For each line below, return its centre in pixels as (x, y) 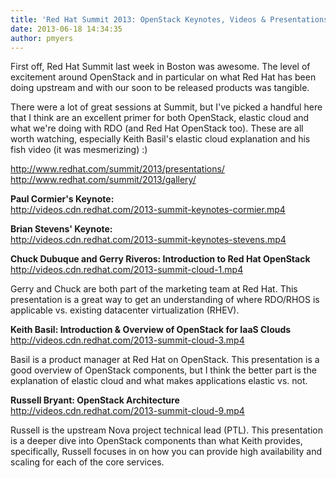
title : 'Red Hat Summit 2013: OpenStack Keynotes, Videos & (138, 19)
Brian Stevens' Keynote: (61, 229)
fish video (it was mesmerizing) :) (79, 150)
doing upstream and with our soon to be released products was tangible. (160, 88)
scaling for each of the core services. (87, 462)
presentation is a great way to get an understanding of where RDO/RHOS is (165, 300)
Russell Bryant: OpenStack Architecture (95, 400)
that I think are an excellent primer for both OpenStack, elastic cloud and (160, 118)
